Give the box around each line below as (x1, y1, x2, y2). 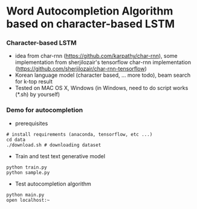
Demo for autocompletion (6, 106, 83, 114)
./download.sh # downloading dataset (6, 142, 102, 148)
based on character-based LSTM (6, 17, 175, 31)
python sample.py (6, 169, 50, 176)
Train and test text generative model (15, 152, 106, 159)
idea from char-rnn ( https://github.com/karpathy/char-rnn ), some (15, 53, 178, 60)
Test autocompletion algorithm (15, 180, 92, 187)
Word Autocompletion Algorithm (6, 4, 173, 18)
